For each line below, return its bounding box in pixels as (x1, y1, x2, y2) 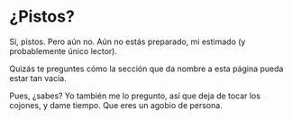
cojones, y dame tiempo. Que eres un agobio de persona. (9, 99, 223, 110)
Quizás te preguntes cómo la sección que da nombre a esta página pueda (9, 63, 284, 74)
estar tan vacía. (9, 72, 67, 83)
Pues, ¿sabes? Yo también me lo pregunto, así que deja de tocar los (9, 90, 261, 101)
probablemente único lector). (9, 45, 118, 56)
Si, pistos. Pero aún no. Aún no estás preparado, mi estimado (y (9, 36, 246, 47)
